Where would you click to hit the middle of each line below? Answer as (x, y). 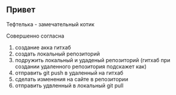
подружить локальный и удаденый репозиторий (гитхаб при (93, 60)
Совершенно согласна (35, 36)
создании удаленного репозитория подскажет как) (81, 66)
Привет (21, 10)
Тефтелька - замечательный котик (50, 24)
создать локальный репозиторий (57, 54)
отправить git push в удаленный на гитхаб (69, 73)
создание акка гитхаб (43, 47)
